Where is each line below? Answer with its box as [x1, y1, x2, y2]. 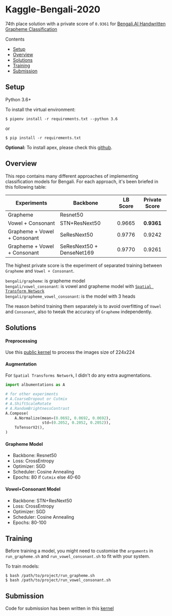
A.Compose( [5, 410, 29, 416]
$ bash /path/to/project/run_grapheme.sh [5, 573, 95, 578]
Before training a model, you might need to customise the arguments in [5, 548, 154, 554]
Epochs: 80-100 [12, 519, 47, 526]
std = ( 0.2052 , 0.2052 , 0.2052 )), [41, 420, 111, 425]
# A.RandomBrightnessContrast [5, 406, 70, 411]
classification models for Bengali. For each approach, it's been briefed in [5, 178, 159, 185]
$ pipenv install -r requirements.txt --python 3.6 [5, 116, 118, 121]
